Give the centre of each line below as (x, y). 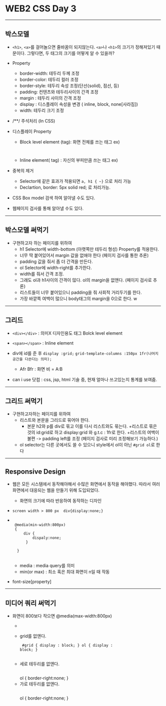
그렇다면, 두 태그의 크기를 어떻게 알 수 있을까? (71, 53)
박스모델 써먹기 (27, 230)
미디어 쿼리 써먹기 (31, 603)
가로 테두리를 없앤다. (40, 684)
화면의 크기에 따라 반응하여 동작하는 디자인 (61, 501)
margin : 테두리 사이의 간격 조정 (50, 98)
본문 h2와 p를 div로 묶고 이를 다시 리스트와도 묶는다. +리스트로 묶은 (92, 426)
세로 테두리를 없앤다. (40, 664)
